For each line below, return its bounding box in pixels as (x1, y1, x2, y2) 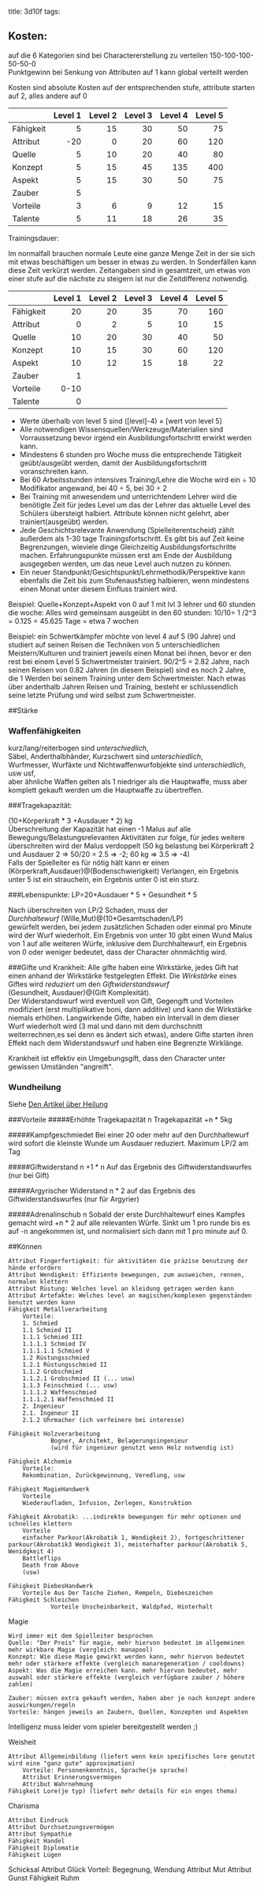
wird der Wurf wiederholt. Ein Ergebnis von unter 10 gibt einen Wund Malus (8, 930, 253, 940)
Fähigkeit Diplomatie (8, 1844, 80, 1852)
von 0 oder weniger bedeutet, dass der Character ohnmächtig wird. (8, 948, 227, 957)
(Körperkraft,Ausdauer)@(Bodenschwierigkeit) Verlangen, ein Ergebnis (8, 866, 239, 876)
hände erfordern (8, 1264, 61, 1272)
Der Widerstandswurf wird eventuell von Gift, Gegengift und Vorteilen (8, 996, 234, 1006)
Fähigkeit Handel (8, 1837, 65, 1845)
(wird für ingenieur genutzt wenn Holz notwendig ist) (50, 1444, 235, 1452)
